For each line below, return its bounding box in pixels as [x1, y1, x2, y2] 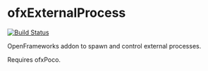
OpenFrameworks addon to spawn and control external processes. [7, 41, 202, 50]
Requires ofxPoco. [7, 55, 61, 64]
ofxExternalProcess [7, 5, 126, 21]
